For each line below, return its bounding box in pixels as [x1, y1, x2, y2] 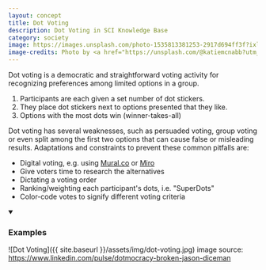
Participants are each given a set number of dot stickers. [19, 94, 205, 103]
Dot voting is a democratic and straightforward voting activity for [8, 70, 219, 79]
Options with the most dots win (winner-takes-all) [19, 111, 182, 120]
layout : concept [8, 11, 62, 20]
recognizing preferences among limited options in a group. [8, 78, 199, 88]
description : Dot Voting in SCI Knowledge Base [8, 26, 169, 34]
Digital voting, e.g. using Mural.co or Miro [19, 158, 155, 167]
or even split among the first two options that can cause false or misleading [8, 135, 254, 143]
